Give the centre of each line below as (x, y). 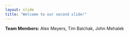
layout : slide (20, 10)
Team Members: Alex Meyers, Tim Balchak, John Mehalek (64, 28)
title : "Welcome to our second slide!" (46, 14)
